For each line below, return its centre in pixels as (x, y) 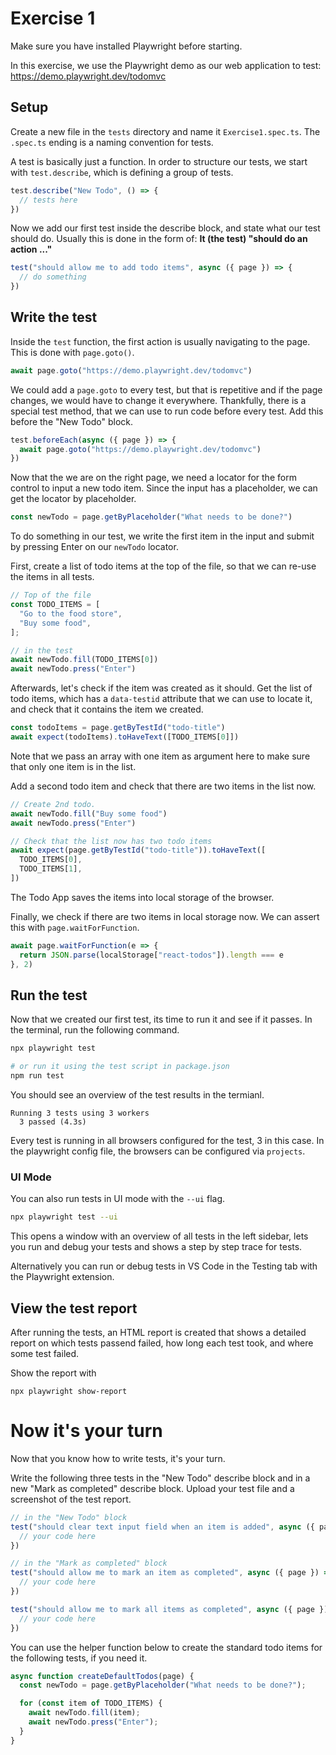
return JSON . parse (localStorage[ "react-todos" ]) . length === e (151, 955)
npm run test (37, 1076)
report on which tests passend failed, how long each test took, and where (162, 1343)
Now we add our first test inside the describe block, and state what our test (165, 228)
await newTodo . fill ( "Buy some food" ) (89, 813)
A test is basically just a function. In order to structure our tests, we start (159, 161)
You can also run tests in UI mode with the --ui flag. (118, 1199)
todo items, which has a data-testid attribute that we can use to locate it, (161, 699)
